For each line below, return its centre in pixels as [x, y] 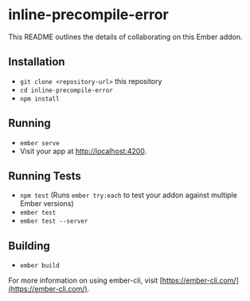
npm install [39, 99]
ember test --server [54, 221]
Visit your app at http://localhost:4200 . [83, 151]
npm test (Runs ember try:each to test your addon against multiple [128, 195]
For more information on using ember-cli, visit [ [86, 280]
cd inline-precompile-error [66, 90]
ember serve [39, 143]
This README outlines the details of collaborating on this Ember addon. [125, 37]
